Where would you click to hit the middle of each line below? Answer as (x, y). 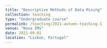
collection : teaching (28, 14)
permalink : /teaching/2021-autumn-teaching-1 (54, 24)
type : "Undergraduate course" (37, 19)
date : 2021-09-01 (23, 33)
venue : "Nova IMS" (24, 28)
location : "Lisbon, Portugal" (37, 38)
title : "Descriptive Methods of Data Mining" (54, 10)
